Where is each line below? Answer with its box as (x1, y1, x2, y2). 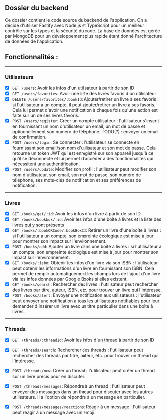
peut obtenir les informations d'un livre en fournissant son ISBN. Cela (12, 265, 154, 271)
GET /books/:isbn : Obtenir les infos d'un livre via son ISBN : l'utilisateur (12, 259, 158, 266)
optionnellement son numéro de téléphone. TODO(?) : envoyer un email (12, 129, 159, 135)
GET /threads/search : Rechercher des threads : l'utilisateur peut (12, 347, 143, 353)
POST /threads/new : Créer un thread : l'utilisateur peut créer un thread (12, 368, 155, 374)
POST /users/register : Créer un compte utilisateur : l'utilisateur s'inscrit (12, 118, 159, 124)
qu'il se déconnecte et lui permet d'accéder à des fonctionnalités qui (12, 156, 154, 162)
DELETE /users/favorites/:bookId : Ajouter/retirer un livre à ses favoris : (12, 96, 159, 102)
